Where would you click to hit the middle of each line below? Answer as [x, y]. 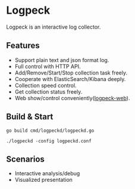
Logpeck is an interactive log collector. [54, 27]
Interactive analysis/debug [47, 173]
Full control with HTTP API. [48, 66]
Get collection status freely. [48, 92]
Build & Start [30, 117]
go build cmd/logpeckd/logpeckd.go [50, 131]
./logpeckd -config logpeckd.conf [49, 141]
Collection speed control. [45, 85]
